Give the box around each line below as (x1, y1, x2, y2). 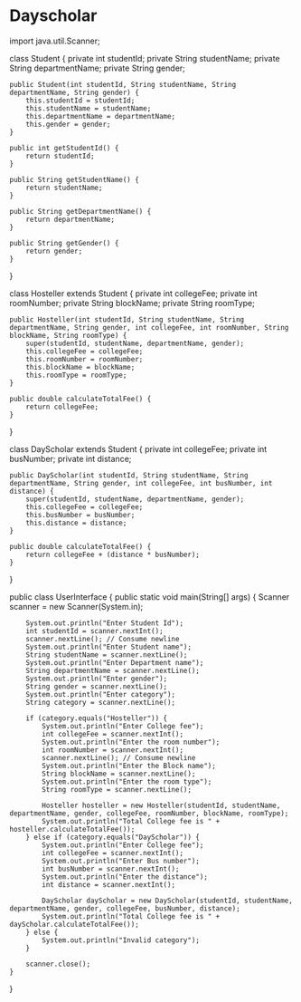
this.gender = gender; (25, 120, 111, 129)
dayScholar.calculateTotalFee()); (9, 920, 140, 929)
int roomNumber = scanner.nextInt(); (42, 745, 183, 755)
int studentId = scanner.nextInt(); (25, 626, 165, 635)
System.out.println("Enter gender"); (25, 674, 168, 683)
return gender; (25, 246, 83, 255)
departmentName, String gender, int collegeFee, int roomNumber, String (9, 323, 289, 332)
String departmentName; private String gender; (9, 63, 185, 73)
